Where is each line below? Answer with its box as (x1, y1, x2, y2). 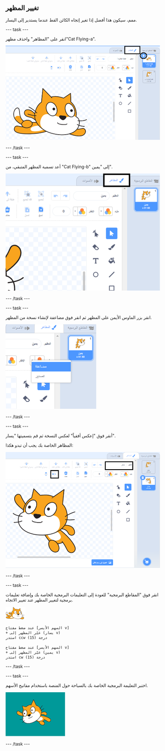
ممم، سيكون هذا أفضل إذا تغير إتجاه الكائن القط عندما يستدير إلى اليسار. (5, 17, 138, 23)
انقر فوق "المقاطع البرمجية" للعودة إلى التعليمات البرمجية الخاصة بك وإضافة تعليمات (5, 592, 159, 598)
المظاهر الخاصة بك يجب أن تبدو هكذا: (5, 442, 73, 448)
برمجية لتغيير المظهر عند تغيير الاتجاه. (5, 597, 73, 603)
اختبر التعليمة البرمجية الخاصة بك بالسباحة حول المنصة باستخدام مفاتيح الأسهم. (5, 682, 148, 688)
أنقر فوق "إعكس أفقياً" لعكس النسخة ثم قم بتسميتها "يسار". (5, 432, 116, 438)
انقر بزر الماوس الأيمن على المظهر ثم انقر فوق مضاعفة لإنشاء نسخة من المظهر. (5, 314, 152, 320)
